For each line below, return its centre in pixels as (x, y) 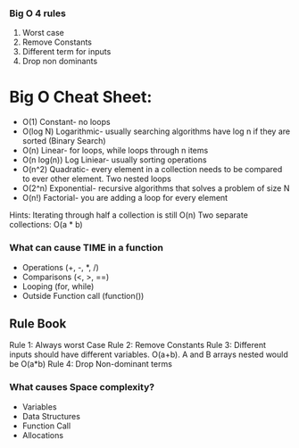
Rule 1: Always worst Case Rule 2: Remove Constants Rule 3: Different (137, 345)
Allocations (43, 435)
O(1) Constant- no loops (66, 122)
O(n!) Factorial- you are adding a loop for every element (125, 198)
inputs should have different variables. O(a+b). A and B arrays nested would (149, 354)
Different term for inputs (66, 52)
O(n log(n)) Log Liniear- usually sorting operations (114, 160)
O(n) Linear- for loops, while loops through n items (115, 151)
